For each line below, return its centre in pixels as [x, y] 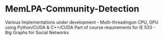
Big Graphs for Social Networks [37, 32]
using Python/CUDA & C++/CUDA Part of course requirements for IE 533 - [80, 27]
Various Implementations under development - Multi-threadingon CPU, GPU [82, 22]
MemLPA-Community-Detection [72, 9]
